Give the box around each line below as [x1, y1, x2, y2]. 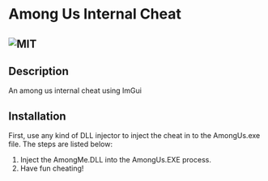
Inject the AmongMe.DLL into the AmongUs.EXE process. [19, 155, 212, 165]
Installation [8, 109, 66, 123]
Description [8, 64, 69, 78]
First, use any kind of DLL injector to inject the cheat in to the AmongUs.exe [8, 131, 261, 141]
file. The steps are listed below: [8, 139, 113, 149]
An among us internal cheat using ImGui [8, 86, 142, 95]
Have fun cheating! [19, 163, 84, 174]
